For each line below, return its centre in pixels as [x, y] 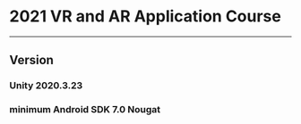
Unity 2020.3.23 [46, 86]
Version [31, 60]
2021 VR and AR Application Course [146, 17]
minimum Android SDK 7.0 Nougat [85, 110]
